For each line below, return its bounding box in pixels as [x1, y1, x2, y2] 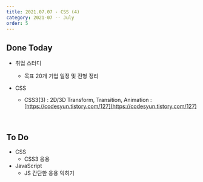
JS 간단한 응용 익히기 [24, 169, 75, 177]
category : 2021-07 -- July [6, 15, 75, 21]
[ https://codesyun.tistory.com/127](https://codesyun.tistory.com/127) [24, 103, 197, 110]
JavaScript [15, 162, 42, 169]
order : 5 [6, 20, 28, 26]
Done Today [6, 42, 53, 53]
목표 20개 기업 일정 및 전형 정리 [24, 72, 99, 79]
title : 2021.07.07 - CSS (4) [6, 8, 80, 15]
